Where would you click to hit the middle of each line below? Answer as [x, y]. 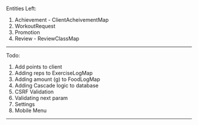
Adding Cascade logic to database [57, 85]
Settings [25, 104]
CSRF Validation [34, 92]
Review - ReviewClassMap [47, 38]
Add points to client [38, 67]
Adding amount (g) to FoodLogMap [57, 79]
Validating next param [41, 98]
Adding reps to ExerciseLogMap [54, 73]
